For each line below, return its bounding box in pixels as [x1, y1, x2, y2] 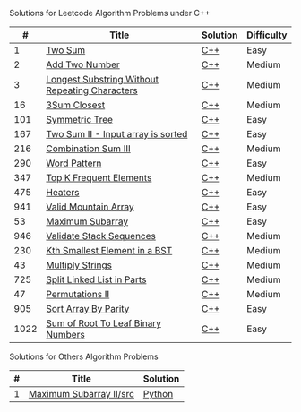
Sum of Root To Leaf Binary [46, 317, 161, 330]
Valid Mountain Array [46, 201, 134, 213]
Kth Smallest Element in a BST [46, 245, 173, 256]
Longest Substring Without [46, 73, 159, 85]
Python [142, 388, 174, 399]
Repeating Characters [46, 84, 138, 97]
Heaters [46, 186, 80, 198]
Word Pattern [46, 157, 102, 169]
